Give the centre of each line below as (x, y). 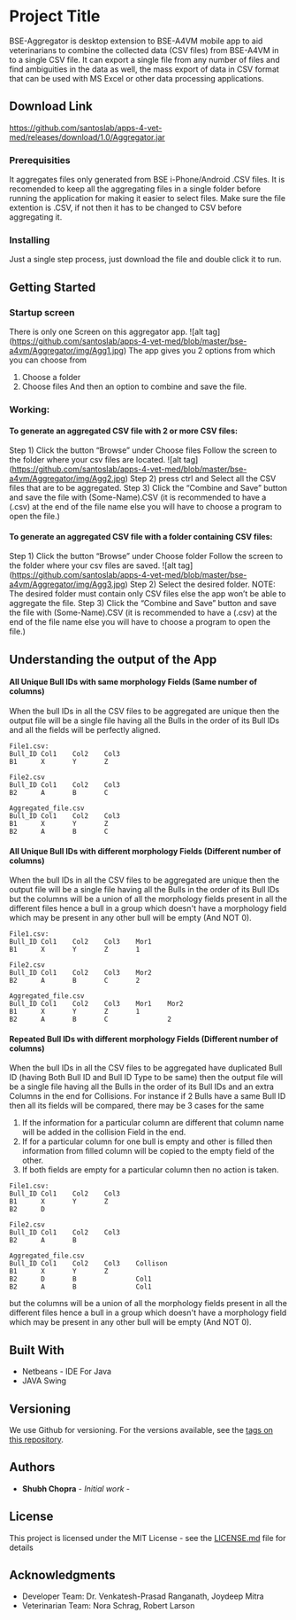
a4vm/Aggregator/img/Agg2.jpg (67, 479)
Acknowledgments (63, 1575)
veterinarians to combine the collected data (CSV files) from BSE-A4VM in (144, 50)
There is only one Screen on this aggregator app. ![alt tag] (115, 332)
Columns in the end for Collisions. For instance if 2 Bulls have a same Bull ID (148, 1096)
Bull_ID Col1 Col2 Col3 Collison (88, 1264)
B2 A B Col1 (80, 1287)
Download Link (51, 107)
